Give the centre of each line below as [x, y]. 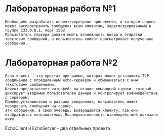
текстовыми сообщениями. [31, 84]
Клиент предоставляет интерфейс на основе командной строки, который [78, 89]
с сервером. [17, 97]
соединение [16, 80]
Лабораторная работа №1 [61, 9]
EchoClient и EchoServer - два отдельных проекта [58, 128]
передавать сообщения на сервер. [40, 106]
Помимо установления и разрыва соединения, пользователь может [72, 102]
